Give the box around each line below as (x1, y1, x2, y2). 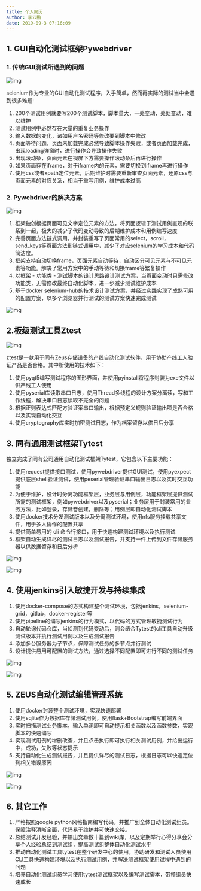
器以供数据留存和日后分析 (14, 543, 78, 550)
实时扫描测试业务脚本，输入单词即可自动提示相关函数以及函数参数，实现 (14, 722, 193, 729)
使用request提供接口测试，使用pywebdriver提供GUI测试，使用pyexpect (14, 468, 191, 475)
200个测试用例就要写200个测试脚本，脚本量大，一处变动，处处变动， (14, 110, 187, 117)
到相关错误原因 (14, 759, 52, 766)
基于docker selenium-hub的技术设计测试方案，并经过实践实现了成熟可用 (14, 287, 194, 294)
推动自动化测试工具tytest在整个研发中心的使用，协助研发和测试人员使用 (14, 848, 192, 856)
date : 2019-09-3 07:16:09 (6, 20, 71, 26)
